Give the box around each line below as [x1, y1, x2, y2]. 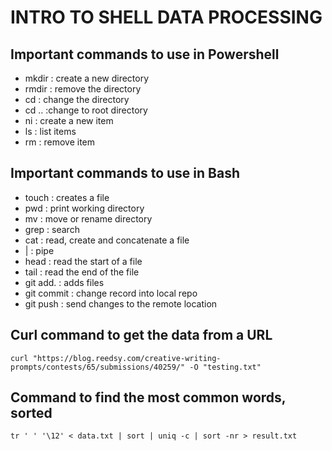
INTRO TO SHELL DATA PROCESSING [10, 6, 323, 29]
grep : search [24, 223, 80, 235]
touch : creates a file [24, 191, 110, 203]
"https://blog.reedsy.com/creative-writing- [32, 353, 222, 363]
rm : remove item [24, 136, 95, 148]
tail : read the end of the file [24, 266, 140, 278]
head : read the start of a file [24, 255, 143, 267]
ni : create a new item [24, 115, 114, 126]
